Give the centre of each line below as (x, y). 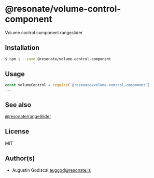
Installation (22, 48)
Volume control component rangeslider (44, 32)
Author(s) (20, 158)
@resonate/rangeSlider (28, 116)
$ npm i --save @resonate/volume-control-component (58, 59)
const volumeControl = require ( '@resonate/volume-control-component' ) (77, 85)
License (17, 132)
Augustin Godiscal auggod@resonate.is (51, 170)
